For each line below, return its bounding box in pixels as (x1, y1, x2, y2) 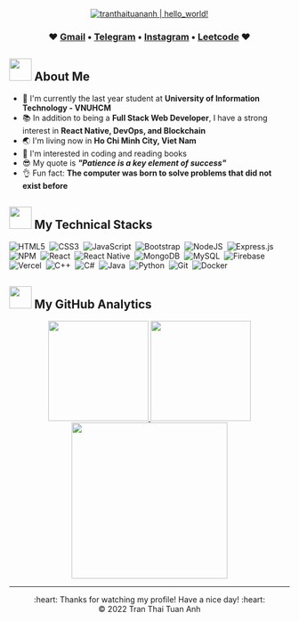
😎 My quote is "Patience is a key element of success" (21, 157, 227, 168)
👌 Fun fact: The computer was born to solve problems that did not (21, 168, 272, 178)
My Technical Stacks (34, 217, 153, 233)
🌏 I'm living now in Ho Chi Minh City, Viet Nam (21, 135, 198, 146)
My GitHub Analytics (34, 297, 152, 312)
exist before (21, 180, 69, 191)
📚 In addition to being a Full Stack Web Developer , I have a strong (21, 112, 269, 123)
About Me (34, 69, 91, 85)
